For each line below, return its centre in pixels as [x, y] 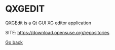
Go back [14, 42]
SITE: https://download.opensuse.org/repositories [58, 32]
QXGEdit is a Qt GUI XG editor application [48, 23]
